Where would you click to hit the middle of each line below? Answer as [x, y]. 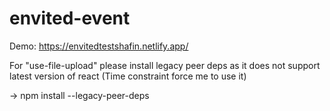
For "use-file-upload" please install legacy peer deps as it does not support [165, 65]
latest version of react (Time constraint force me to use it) [128, 76]
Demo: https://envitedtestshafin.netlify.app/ [99, 46]
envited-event [70, 18]
